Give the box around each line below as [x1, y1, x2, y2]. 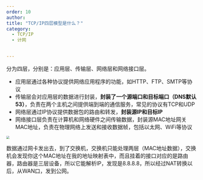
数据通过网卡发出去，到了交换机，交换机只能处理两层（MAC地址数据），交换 [6, 145, 197, 152]
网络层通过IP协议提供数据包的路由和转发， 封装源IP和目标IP [15, 108, 163, 115]
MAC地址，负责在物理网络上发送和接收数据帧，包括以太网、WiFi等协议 [15, 124, 193, 130]
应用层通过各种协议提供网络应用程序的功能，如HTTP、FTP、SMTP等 [15, 78, 188, 85]
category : [6, 25, 32, 32]
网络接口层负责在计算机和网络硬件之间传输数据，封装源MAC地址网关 [15, 116, 187, 123]
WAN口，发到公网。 [22, 167, 73, 175]
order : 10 [6, 8, 32, 15]
